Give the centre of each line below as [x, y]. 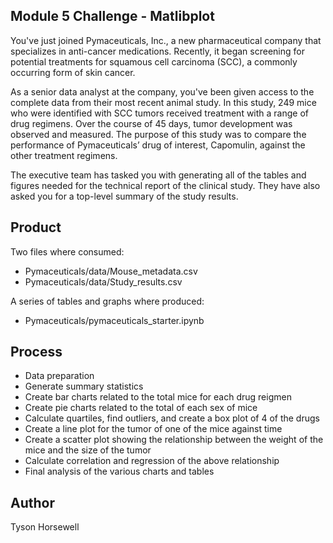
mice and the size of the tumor [88, 450]
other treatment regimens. [64, 155]
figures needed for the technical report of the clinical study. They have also [165, 185]
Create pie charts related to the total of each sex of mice [141, 408]
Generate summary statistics [84, 386]
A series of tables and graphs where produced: [107, 301]
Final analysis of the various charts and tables [119, 471]
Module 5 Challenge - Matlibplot [112, 16]
